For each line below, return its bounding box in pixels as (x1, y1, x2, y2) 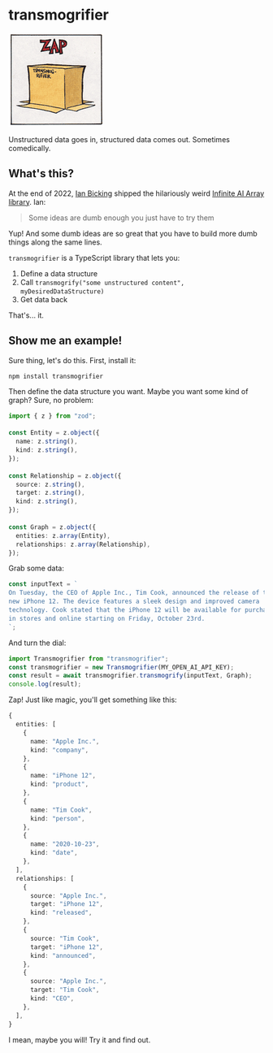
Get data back (19, 294, 68, 304)
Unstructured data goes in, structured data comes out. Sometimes (8, 134, 230, 144)
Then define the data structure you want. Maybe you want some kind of (8, 386, 249, 396)
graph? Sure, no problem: (8, 395, 94, 405)
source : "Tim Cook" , (29, 934, 100, 942)
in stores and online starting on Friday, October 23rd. (8, 614, 206, 622)
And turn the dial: (8, 638, 67, 648)
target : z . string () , (15, 489, 85, 497)
